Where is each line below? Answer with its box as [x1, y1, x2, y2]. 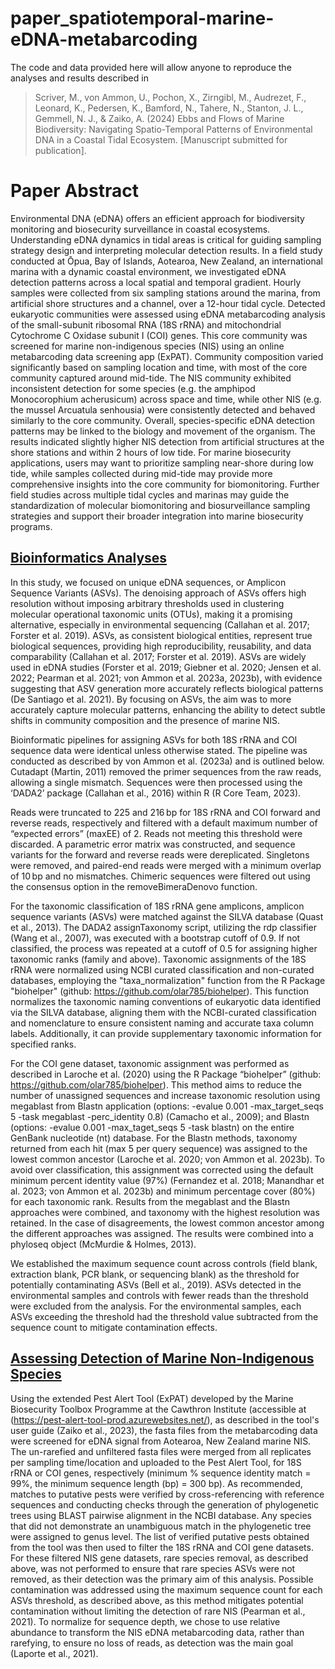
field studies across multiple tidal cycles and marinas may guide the [10, 488, 290, 501]
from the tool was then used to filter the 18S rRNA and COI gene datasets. [10, 1541, 314, 1553]
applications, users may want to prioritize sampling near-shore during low [10, 457, 314, 469]
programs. [10, 520, 53, 532]
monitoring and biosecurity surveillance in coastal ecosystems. [10, 223, 271, 235]
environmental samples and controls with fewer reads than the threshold [10, 1289, 309, 1301]
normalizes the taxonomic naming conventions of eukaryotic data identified [10, 995, 321, 1007]
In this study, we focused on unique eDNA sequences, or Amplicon [10, 576, 287, 588]
